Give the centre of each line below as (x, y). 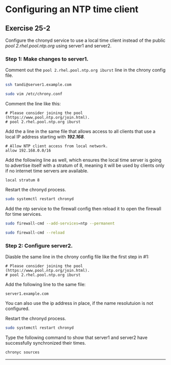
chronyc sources (22, 352)
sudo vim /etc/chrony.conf (34, 94)
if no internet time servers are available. (47, 171)
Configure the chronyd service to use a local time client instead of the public (85, 40)
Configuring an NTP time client (72, 9)
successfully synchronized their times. (46, 343)
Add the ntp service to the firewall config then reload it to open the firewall (83, 208)
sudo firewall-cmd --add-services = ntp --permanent (60, 223)
